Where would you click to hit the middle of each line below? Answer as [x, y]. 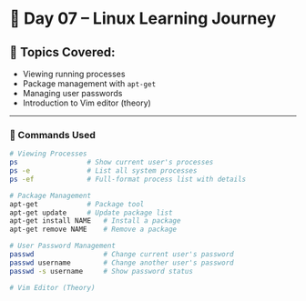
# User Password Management [63, 246]
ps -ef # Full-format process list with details [128, 179]
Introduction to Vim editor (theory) [87, 103]
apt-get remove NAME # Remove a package [93, 230]
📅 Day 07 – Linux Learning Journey [143, 19]
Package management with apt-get [89, 84]
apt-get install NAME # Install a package [95, 221]
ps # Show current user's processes [112, 163]
